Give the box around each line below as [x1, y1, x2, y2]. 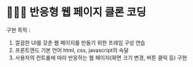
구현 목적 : [6, 26, 31, 33]
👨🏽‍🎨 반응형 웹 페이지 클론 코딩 [6, 5, 146, 19]
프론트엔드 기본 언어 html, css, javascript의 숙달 [14, 46, 129, 54]
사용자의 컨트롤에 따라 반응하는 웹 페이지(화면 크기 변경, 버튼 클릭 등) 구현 [14, 54, 188, 61]
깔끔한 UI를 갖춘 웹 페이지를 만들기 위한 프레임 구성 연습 [14, 39, 146, 46]
